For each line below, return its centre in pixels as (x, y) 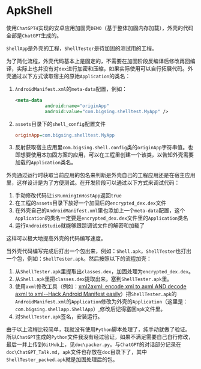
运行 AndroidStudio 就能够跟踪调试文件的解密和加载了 (80, 226)
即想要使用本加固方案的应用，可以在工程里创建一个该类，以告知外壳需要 (104, 155)
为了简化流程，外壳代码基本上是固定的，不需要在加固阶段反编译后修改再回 (98, 61)
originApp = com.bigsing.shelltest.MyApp (65, 135)
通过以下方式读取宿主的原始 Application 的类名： (71, 76)
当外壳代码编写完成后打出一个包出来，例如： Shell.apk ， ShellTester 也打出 (99, 251)
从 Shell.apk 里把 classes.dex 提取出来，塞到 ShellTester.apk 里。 (94, 279)
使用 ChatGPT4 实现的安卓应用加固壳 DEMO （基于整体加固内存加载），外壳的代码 (100, 28)
